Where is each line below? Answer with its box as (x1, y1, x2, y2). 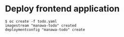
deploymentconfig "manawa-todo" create (5, 27, 85, 32)
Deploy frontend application (5, 3, 120, 14)
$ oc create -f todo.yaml (5, 19, 57, 24)
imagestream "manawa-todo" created (5, 23, 77, 28)
